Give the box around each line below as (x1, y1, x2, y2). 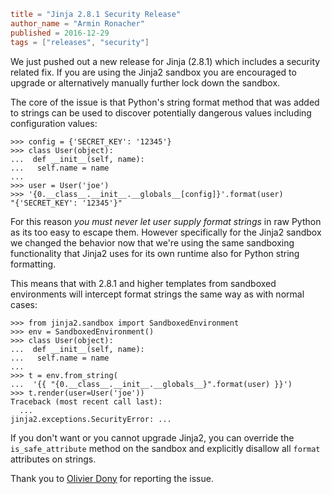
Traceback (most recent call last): (10, 396, 163, 407)
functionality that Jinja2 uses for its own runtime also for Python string (10, 247, 300, 259)
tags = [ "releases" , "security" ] (10, 37, 150, 47)
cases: (10, 298, 38, 310)
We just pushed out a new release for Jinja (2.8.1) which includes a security (10, 55, 321, 67)
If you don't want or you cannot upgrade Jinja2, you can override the (10, 431, 295, 444)
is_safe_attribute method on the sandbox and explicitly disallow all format (10, 442, 321, 454)
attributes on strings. (10, 453, 97, 465)
